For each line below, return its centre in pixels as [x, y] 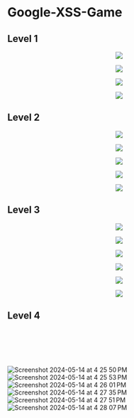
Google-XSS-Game [65, 12]
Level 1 [23, 39]
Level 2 [24, 118]
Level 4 [24, 316]
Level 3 [24, 210]
